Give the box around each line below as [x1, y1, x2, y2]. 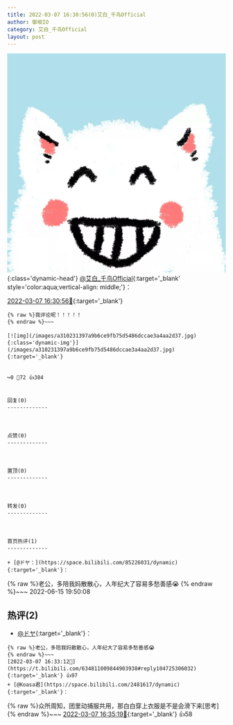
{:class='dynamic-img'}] [7, 339, 79, 347]
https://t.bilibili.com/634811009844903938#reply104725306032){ [7, 665, 197, 672]
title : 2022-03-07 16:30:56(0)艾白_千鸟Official [7, 11, 146, 18]
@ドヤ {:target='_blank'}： [17, 629, 92, 637]
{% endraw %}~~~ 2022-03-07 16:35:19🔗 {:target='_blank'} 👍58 [7, 710, 193, 719]
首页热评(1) [7, 538, 38, 545]
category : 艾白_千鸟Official [7, 26, 87, 33]
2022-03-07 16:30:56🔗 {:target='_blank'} [7, 297, 123, 305]
